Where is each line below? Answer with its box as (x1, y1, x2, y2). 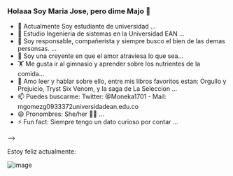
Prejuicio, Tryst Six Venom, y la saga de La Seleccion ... (17, 85, 178, 93)
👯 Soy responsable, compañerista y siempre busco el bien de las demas (17, 37, 225, 45)
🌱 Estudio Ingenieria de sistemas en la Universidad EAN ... (17, 29, 185, 38)
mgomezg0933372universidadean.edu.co (17, 103, 139, 111)
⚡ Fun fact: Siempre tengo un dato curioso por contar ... (17, 118, 178, 126)
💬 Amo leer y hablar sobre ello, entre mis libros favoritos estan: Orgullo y (17, 77, 227, 86)
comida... (17, 70, 45, 78)
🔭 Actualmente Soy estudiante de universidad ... (17, 22, 156, 31)
